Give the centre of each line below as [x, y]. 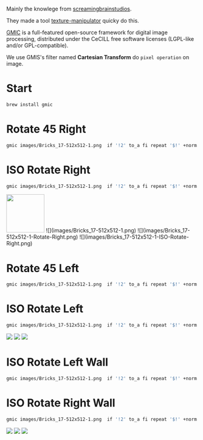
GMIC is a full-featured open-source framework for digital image [87, 32]
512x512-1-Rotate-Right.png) [42, 237]
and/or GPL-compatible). [37, 45]
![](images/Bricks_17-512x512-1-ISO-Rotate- [134, 237]
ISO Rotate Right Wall [61, 403]
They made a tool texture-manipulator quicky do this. [73, 20]
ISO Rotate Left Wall [57, 362]
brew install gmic [29, 104]
